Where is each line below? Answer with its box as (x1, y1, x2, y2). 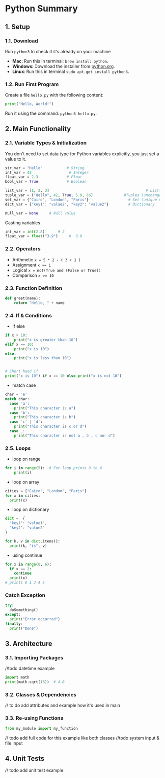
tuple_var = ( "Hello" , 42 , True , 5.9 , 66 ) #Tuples (5, 193, 139, 198)
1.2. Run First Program (5, 81, 59, 88)
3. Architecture (5, 639, 53, 648)
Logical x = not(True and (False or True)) (12, 267, 101, 273)
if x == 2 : (9, 566, 32, 572)
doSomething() (9, 608, 38, 612)
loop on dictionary (12, 507, 49, 512)
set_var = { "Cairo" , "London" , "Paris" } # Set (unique (5, 197, 157, 202)
